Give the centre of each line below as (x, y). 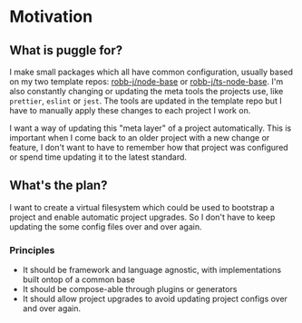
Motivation (51, 17)
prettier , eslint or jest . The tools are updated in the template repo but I (146, 101)
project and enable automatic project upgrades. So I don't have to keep (142, 217)
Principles (32, 250)
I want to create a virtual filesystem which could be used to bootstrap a (142, 207)
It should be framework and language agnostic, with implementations (152, 270)
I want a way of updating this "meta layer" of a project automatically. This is (151, 128)
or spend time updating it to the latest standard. (98, 157)
